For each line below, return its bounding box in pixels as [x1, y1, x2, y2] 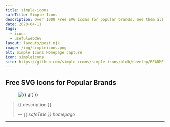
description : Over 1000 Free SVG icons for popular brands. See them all [5, 17, 164, 22]
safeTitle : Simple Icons [5, 12, 58, 17]
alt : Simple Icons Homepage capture [5, 50, 82, 55]
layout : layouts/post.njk [5, 41, 60, 46]
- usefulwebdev [10, 36, 42, 41]
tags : [5, 26, 17, 31]
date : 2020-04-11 [5, 21, 42, 27]
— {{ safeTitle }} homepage [17, 111, 75, 117]
